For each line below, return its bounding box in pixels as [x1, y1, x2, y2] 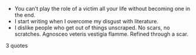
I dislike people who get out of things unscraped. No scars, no [14, 24, 171, 31]
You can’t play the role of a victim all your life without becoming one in [14, 5, 191, 12]
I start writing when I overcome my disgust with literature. [14, 18, 159, 25]
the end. [14, 11, 36, 19]
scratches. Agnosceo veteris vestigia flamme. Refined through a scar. [14, 30, 189, 38]
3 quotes [5, 42, 28, 49]
